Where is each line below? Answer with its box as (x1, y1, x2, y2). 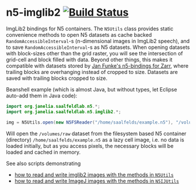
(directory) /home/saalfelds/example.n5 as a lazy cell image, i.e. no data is (6, 136, 185, 143)
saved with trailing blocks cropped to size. (6, 75, 108, 82)
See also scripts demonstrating (6, 160, 81, 167)
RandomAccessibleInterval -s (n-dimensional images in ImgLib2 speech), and (6, 37, 190, 44)
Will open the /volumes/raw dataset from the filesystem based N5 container (6, 130, 187, 137)
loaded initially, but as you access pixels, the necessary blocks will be (6, 142, 174, 149)
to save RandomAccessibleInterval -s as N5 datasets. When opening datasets (6, 44, 190, 51)
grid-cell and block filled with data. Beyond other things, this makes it (6, 56, 173, 63)
